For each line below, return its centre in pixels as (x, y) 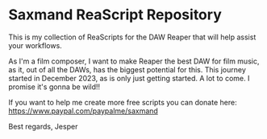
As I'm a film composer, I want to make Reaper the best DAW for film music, (134, 61)
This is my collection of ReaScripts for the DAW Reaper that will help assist (132, 37)
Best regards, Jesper (43, 126)
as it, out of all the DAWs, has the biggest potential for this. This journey (127, 69)
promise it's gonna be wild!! (54, 87)
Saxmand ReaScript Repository (115, 15)
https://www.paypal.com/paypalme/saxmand (83, 111)
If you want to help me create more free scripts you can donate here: (123, 102)
